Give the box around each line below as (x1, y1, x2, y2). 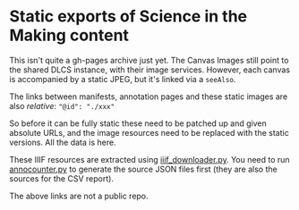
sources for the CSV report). (9, 172, 115, 184)
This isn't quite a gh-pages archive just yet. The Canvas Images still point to (9, 55, 289, 65)
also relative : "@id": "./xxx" (9, 100, 115, 111)
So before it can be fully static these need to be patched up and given (9, 118, 267, 129)
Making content (9, 25, 130, 46)
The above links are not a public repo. (9, 190, 149, 201)
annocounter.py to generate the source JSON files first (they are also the (9, 164, 278, 174)
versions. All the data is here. (9, 137, 116, 147)
